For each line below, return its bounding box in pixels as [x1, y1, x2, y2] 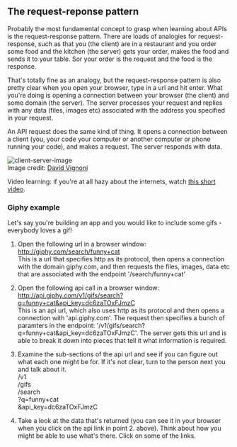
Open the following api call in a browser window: [17, 283, 160, 293]
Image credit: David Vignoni [7, 163, 88, 172]
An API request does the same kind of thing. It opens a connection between [7, 127, 228, 135]
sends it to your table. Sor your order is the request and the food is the [7, 55, 213, 63]
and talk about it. [17, 365, 67, 374]
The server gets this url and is [139, 329, 227, 337]
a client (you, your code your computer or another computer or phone [7, 135, 211, 143]
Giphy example [7, 202, 60, 212]
